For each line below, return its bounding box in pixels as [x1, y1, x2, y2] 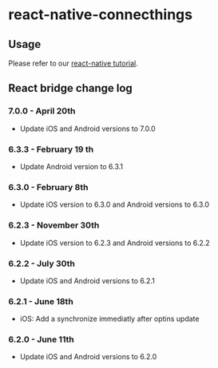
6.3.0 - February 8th [8, 181, 89, 192]
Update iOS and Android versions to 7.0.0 [19, 124, 156, 133]
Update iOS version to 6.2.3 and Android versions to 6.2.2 [19, 238, 210, 247]
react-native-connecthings [8, 6, 193, 24]
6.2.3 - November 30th [8, 220, 100, 231]
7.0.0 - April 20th [8, 105, 76, 117]
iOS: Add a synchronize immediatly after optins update [19, 314, 200, 324]
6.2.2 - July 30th [8, 258, 76, 269]
